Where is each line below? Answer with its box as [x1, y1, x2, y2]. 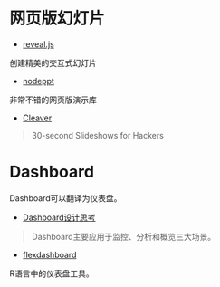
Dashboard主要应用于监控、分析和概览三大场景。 [31, 231, 216, 242]
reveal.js [22, 38, 54, 50]
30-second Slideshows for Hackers [31, 129, 165, 140]
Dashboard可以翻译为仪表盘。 [9, 192, 122, 204]
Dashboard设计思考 [22, 212, 97, 223]
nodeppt [22, 75, 54, 86]
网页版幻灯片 [9, 8, 106, 29]
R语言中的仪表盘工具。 [9, 268, 95, 279]
